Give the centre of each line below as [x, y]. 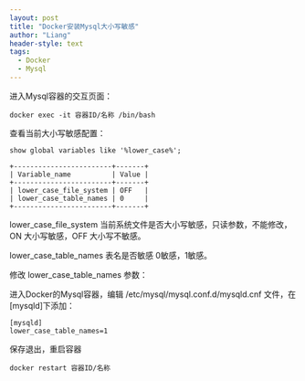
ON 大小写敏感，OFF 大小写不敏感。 [78, 236]
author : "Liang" [40, 35]
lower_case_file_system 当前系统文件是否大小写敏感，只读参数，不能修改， [151, 224]
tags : [20, 52]
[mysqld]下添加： [42, 305]
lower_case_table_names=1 [58, 331]
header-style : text [47, 43]
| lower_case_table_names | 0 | [79, 198]
